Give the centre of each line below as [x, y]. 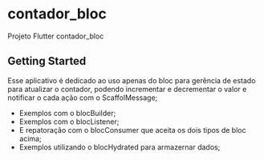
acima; [30, 138]
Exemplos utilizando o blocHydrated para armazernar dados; [120, 147]
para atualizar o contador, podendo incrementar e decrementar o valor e [127, 89]
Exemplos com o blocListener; [69, 122]
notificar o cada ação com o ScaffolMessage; [83, 98]
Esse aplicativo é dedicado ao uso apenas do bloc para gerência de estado [132, 80]
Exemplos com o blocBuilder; [67, 113]
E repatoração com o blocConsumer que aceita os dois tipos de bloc [132, 130]
